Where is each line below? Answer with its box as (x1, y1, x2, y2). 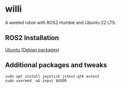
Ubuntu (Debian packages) (5, 46, 60, 52)
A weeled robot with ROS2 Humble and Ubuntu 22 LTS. (5, 20, 117, 25)
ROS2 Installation (5, 34, 59, 42)
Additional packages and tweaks (5, 61, 107, 69)
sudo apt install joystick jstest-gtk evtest (5, 74, 99, 79)
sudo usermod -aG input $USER (5, 78, 67, 83)
